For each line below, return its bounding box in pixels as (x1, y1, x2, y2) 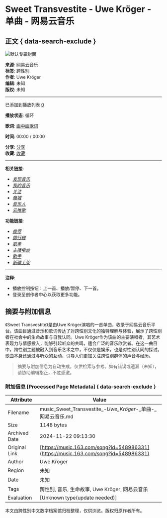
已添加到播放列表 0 (5, 102, 44, 107)
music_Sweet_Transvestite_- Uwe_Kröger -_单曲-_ (39, 406, 157, 413)
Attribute (10, 397, 32, 404)
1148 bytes (39, 421, 67, 428)
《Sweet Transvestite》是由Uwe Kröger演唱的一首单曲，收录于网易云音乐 (5, 321, 152, 327)
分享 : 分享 (5, 144, 25, 150)
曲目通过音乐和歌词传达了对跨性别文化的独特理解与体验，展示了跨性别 (18, 327, 162, 334)
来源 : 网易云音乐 (5, 62, 38, 68)
